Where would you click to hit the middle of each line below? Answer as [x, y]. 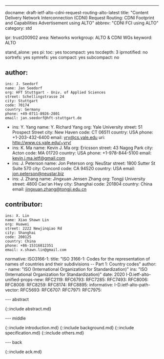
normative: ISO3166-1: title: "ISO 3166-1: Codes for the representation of [78, 259]
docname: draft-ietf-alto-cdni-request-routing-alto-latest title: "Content [77, 12]
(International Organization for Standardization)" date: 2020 [65, 274]
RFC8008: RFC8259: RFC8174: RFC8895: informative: [59, 284]
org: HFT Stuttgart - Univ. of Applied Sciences [55, 92]
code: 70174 [17, 105]
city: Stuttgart [21, 101]
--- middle [15, 318]
